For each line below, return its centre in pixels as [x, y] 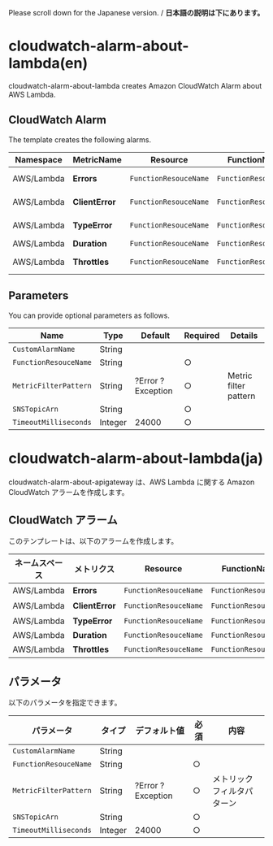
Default [156, 335]
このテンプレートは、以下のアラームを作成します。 [93, 541]
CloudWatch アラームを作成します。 [69, 492]
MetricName [97, 159]
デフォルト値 [160, 731]
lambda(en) [48, 63]
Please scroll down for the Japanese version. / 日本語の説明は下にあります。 [136, 13]
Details [244, 335]
